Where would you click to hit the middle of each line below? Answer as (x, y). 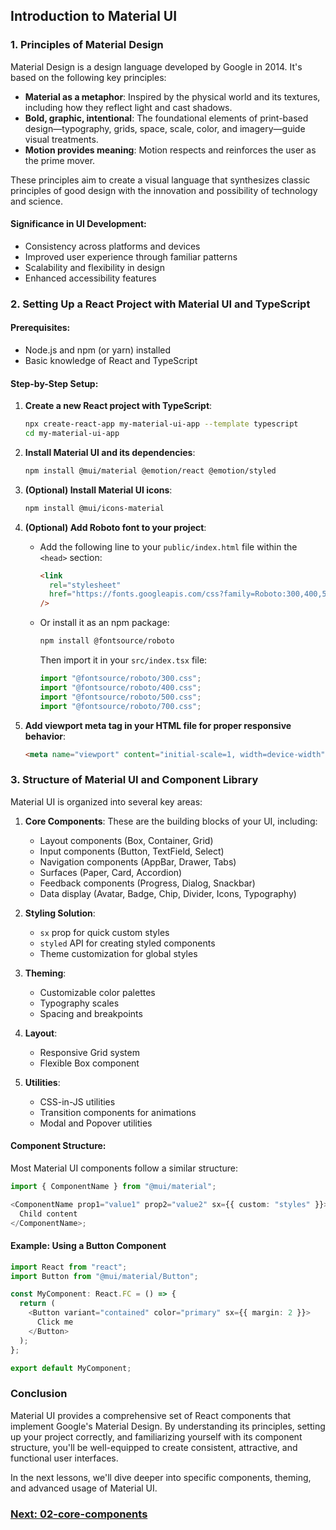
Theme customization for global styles (118, 953)
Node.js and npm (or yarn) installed (98, 350)
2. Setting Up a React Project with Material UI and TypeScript (160, 304)
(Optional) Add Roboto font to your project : (115, 527)
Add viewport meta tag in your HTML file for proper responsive (158, 725)
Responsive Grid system (89, 1052)
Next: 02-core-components (79, 1514)
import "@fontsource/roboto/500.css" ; (120, 697)
